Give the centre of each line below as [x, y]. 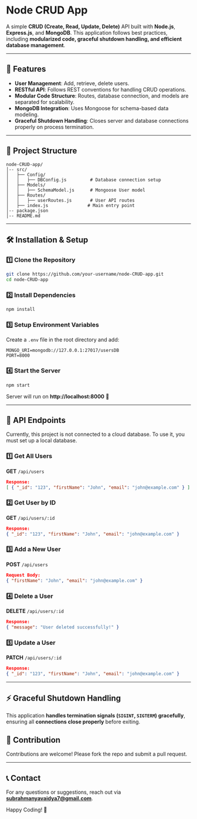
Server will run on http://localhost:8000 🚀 [58, 396]
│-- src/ [17, 170]
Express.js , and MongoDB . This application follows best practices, [87, 32]
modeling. [27, 114]
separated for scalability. [45, 102]
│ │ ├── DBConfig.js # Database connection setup [84, 180]
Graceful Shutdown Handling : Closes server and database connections [101, 120]
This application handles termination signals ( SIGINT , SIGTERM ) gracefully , [96, 715]
